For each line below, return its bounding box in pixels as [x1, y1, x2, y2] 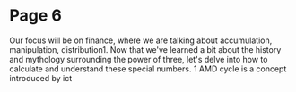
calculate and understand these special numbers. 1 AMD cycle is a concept [9, 63, 287, 74]
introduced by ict [9, 72, 73, 83]
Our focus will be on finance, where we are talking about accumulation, [9, 35, 273, 46]
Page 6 [9, 5, 63, 26]
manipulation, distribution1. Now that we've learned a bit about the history [9, 44, 282, 54]
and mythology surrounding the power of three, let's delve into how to [9, 54, 268, 64]
